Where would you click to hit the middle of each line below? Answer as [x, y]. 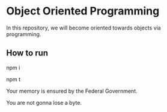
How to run [27, 53]
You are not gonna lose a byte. [44, 102]
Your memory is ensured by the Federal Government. [72, 91]
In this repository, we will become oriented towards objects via [83, 28]
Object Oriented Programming [83, 11]
